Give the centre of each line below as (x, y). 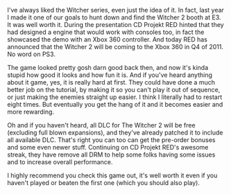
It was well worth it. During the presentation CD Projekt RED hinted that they (115, 25)
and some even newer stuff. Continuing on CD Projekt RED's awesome (108, 147)
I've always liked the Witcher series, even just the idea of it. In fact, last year (115, 10)
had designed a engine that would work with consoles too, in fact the (106, 32)
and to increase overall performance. (60, 162)
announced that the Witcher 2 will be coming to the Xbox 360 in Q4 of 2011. (115, 47)
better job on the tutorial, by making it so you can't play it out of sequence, (114, 90)
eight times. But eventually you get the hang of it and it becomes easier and (115, 104)
